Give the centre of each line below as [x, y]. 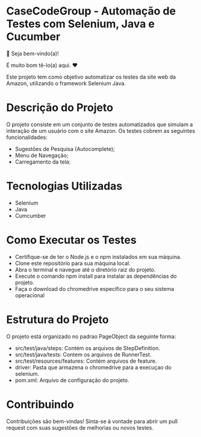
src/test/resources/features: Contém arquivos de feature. [86, 361]
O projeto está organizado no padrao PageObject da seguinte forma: [91, 336]
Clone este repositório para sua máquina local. [73, 263]
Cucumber [33, 37]
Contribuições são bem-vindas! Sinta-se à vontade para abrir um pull [92, 421]
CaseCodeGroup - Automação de [91, 11]
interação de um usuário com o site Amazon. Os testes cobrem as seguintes [101, 130]
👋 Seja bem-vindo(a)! [32, 53]
